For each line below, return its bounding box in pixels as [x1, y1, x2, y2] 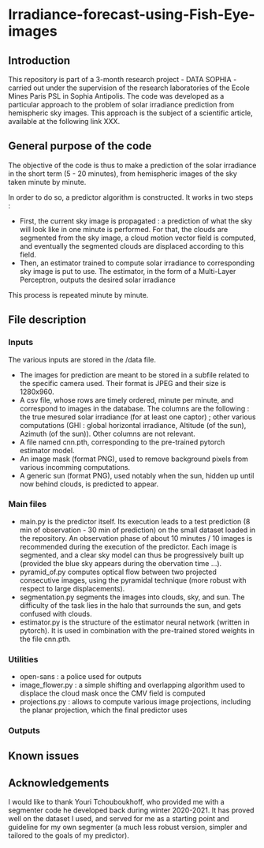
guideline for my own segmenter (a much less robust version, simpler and [8, 823, 247, 832]
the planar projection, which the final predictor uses [19, 705, 188, 715]
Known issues [8, 749, 80, 763]
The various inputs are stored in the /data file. [8, 355, 156, 364]
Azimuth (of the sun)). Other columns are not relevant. [19, 429, 195, 438]
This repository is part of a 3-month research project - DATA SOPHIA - [8, 75, 237, 84]
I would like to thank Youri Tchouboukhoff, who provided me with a [8, 797, 225, 807]
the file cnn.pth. [19, 634, 71, 644]
